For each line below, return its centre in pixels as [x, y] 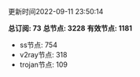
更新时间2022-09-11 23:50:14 [56, 11]
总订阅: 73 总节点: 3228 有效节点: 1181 [70, 28]
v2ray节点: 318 [43, 55]
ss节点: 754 [38, 45]
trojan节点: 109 [44, 64]
